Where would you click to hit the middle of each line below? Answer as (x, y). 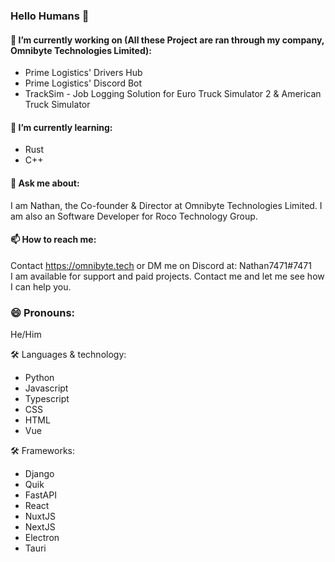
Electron (42, 538)
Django (39, 474)
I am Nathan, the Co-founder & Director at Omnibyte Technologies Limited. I (166, 205)
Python (39, 378)
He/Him (26, 335)
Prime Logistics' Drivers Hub (83, 73)
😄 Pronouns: (43, 312)
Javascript (46, 388)
